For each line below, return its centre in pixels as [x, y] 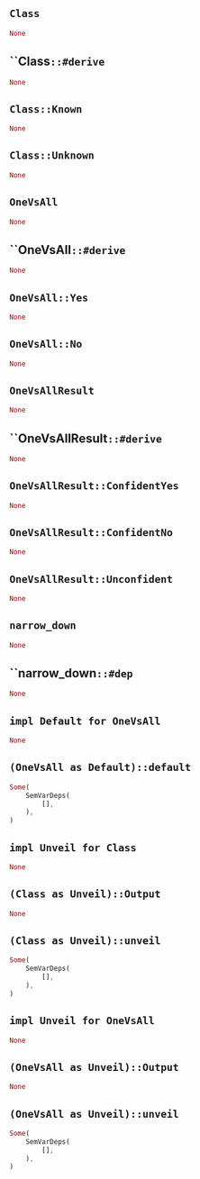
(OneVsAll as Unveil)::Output [94, 1067]
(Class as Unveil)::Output [85, 894]
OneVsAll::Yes [49, 298]
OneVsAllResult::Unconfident [91, 579]
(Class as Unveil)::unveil [85, 940]
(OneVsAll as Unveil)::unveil [94, 1114]
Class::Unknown [52, 155]
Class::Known [46, 109]
